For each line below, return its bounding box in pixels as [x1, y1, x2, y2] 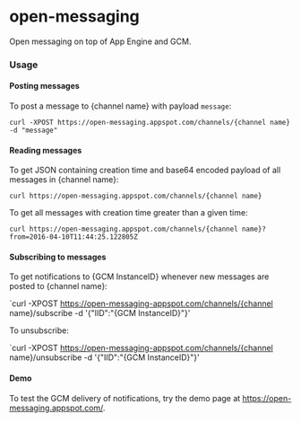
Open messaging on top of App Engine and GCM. [9, 36, 192, 47]
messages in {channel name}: [9, 174, 119, 185]
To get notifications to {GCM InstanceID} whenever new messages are [9, 271, 270, 282]
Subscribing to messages [9, 251, 107, 262]
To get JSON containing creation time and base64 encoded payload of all [9, 164, 281, 176]
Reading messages [9, 145, 82, 155]
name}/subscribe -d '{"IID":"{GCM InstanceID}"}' [9, 308, 191, 319]
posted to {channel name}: [9, 281, 107, 292]
